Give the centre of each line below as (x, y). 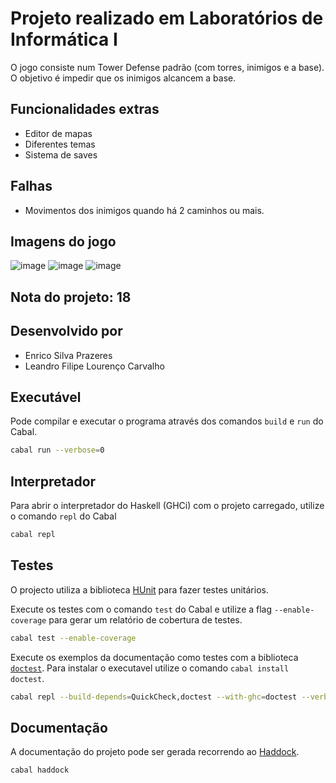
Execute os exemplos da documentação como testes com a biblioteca (154, 657)
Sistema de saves (61, 154)
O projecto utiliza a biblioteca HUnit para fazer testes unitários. (139, 589)
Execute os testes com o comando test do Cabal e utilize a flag (141, 609)
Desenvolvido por (66, 331)
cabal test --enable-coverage (73, 638)
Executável (46, 397)
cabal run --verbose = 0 (57, 450)
